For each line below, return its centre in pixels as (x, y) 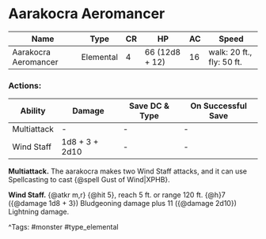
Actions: (25, 85)
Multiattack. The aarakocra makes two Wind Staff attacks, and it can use (128, 171)
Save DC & (150, 106)
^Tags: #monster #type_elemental (63, 227)
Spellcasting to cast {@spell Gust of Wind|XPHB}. (89, 180)
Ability (33, 111)
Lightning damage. (39, 212)
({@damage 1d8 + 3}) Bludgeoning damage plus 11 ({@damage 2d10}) (123, 204)
